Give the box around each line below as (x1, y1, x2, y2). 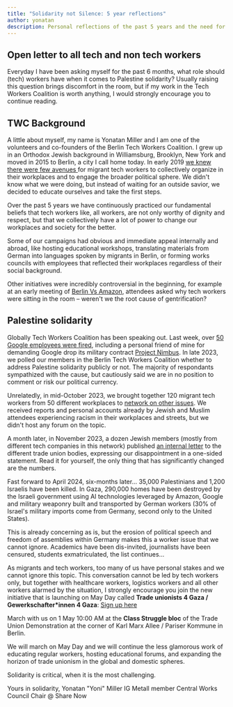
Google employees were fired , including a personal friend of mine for (7, 341, 205, 349)
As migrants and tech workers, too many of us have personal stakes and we (7, 564, 225, 572)
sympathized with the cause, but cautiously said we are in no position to (7, 370, 214, 378)
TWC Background (7, 117, 86, 129)
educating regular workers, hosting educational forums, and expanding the (7, 649, 222, 658)
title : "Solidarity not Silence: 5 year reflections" (7, 10, 167, 17)
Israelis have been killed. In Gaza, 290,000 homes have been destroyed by (7, 485, 221, 493)
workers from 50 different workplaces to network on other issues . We (7, 398, 207, 407)
